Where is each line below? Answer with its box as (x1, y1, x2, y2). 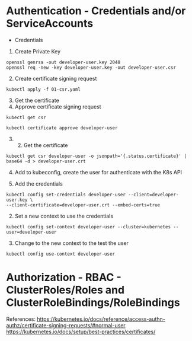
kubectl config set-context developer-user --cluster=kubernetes (6, 224, 171, 230)
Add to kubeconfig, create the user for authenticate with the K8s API (14, 168, 183, 176)
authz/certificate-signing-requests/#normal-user (6, 321, 126, 329)
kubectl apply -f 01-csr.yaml (6, 86, 81, 93)
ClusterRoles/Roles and (6, 283, 125, 297)
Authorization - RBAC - (6, 271, 121, 284)
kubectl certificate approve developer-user (6, 125, 118, 131)
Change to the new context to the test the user (14, 239, 129, 247)
